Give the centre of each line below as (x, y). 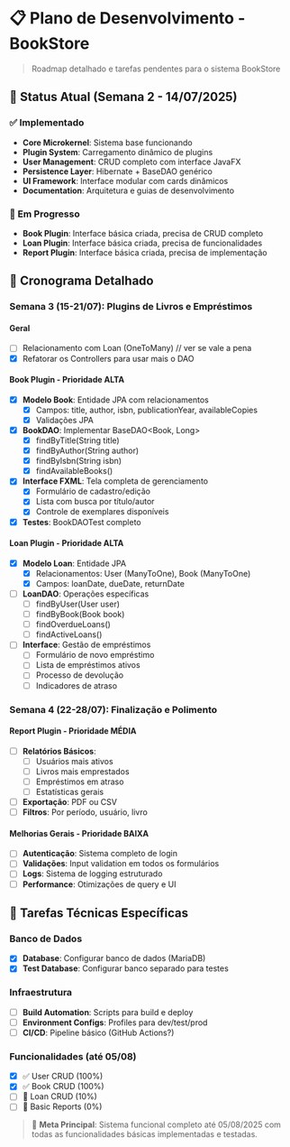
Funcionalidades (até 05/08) (73, 1056)
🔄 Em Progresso (45, 214)
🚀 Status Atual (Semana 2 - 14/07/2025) (123, 97)
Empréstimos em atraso (80, 782)
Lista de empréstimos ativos (88, 665)
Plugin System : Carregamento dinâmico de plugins (118, 152)
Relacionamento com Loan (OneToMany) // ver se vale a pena (137, 348)
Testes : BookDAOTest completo (82, 522)
